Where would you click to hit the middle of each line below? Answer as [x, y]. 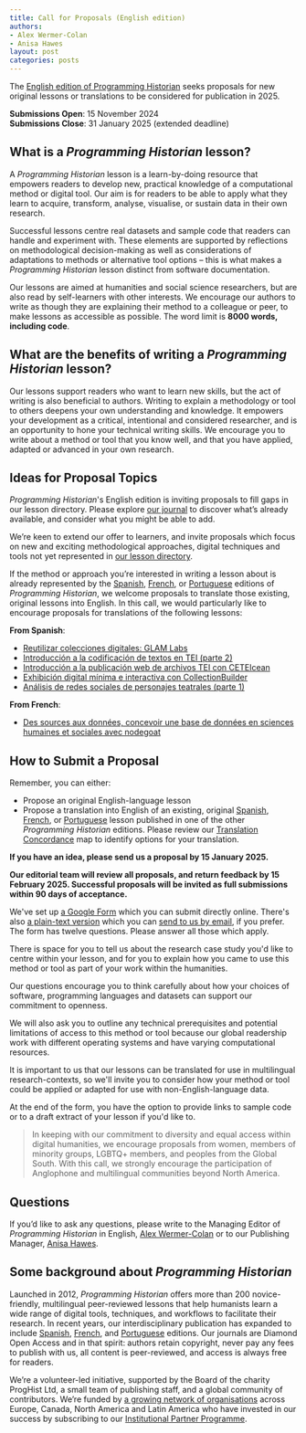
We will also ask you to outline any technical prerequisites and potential [144, 1023]
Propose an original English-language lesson [107, 801]
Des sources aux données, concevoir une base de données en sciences [158, 722]
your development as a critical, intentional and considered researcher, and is [153, 420]
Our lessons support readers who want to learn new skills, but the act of [145, 391]
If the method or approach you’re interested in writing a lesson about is [143, 574]
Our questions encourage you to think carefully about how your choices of [149, 986]
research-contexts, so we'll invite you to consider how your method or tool [150, 1080]
